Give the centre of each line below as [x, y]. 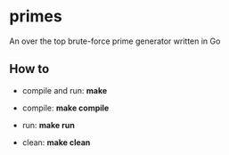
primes [36, 16]
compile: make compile [65, 108]
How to [29, 69]
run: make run [49, 125]
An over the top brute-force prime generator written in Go [115, 41]
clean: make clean [56, 142]
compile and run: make [65, 90]
